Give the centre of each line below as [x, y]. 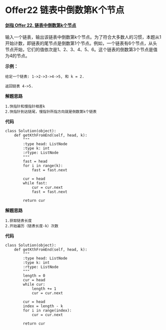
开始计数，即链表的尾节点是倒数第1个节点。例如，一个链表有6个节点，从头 [81, 43]
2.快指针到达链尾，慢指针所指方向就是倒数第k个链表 [51, 112]
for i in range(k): [43, 166]
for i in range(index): [47, 311]
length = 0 [34, 276]
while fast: [35, 183]
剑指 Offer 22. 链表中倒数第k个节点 [41, 25]
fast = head [35, 162]
